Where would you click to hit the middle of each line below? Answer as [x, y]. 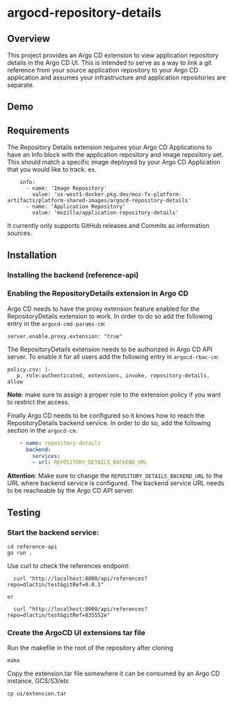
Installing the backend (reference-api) [73, 275]
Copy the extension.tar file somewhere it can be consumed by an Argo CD [114, 673]
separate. [21, 85]
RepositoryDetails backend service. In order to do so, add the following [109, 422]
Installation [32, 255]
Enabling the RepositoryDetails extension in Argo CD [98, 293]
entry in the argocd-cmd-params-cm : [57, 323]
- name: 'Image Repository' [66, 189]
